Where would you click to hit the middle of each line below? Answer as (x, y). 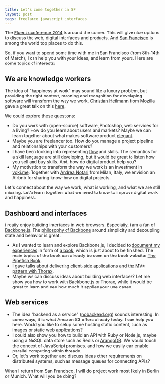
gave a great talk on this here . (35, 106)
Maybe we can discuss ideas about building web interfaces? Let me (81, 276)
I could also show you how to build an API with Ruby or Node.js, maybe (84, 335)
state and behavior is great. (33, 235)
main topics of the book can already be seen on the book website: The (84, 256)
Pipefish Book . (27, 261)
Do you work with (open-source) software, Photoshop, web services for (85, 126)
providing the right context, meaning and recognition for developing (74, 96)
